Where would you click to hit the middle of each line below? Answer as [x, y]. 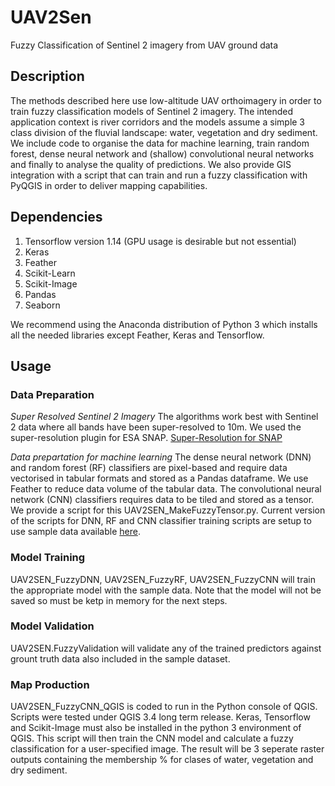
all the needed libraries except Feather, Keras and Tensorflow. [137, 335]
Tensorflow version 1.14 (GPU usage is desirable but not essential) [160, 241]
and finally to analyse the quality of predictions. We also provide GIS [151, 164]
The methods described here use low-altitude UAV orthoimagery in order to [166, 100]
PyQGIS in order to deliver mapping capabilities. [109, 185]
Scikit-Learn [50, 273]
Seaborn [42, 305]
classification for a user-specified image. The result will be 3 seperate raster [167, 749]
